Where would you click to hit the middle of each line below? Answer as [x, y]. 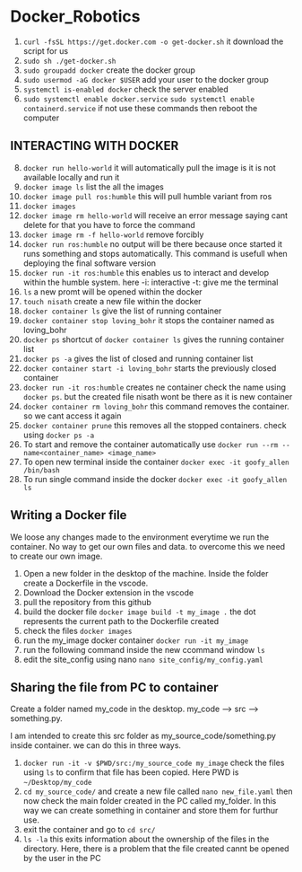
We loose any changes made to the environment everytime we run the [140, 537]
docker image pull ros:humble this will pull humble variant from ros [147, 196]
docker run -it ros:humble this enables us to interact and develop [146, 272]
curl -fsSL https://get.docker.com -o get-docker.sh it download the [153, 41]
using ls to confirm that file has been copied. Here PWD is [131, 772]
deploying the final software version [89, 263]
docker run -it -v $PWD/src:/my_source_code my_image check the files [154, 763]
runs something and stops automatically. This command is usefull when [155, 253]
